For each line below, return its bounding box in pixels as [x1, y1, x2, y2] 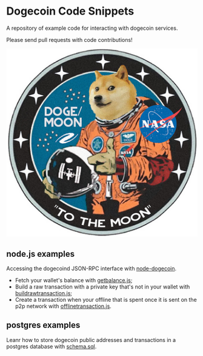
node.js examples [6, 248, 75, 259]
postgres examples [6, 320, 81, 330]
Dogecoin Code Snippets [6, 4, 135, 18]
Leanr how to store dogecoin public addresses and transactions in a [6, 336, 176, 343]
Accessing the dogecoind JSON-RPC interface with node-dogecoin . [6, 265, 177, 272]
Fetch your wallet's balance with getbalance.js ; [15, 277, 133, 284]
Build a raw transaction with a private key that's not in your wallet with [15, 283, 190, 290]
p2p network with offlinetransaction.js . [15, 302, 112, 310]
